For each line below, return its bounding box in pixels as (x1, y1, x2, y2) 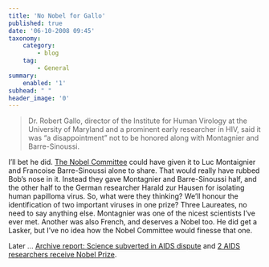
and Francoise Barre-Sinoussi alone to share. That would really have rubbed (8, 166, 260, 175)
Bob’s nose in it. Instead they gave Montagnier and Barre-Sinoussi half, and (8, 175, 257, 184)
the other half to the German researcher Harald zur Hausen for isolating (8, 183, 245, 193)
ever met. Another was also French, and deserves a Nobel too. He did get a (8, 217, 258, 227)
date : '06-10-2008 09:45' (8, 27, 95, 35)
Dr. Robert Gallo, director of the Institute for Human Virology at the (27, 116, 247, 125)
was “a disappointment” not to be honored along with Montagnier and (27, 133, 259, 143)
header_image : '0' (8, 94, 70, 102)
